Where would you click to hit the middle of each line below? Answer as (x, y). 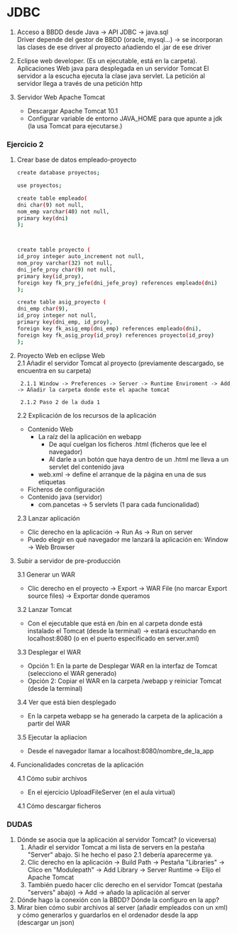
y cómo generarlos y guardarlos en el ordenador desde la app (108, 915)
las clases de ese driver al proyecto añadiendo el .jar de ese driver (114, 47)
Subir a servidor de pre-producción (69, 560)
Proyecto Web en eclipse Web (61, 355)
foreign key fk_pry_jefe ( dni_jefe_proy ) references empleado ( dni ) (117, 283)
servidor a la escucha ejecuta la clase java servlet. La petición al (111, 76)
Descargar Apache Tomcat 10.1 (73, 111)
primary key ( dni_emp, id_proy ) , (65, 322)
